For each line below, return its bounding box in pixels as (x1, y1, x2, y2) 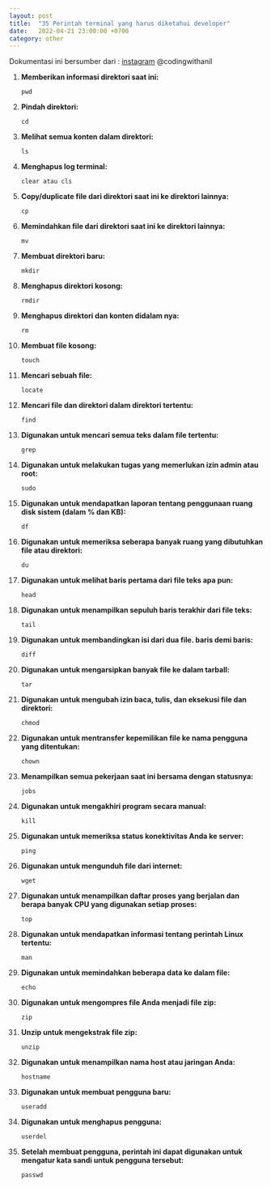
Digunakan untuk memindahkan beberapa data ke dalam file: (20, 968, 231, 977)
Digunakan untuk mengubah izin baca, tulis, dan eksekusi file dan (20, 695, 248, 705)
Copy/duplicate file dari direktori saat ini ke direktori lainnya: (20, 192, 229, 201)
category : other (9, 34, 64, 43)
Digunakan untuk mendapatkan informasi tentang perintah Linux (20, 930, 243, 939)
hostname (20, 1073, 51, 1081)
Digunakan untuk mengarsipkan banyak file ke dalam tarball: (20, 665, 230, 675)
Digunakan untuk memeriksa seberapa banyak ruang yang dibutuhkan (20, 537, 264, 547)
